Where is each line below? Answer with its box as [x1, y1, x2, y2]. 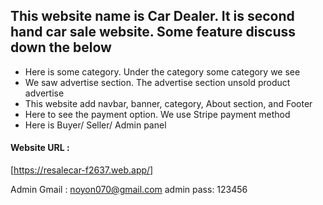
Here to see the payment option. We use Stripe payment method [24, 108, 291, 120]
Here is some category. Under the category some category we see [24, 65, 301, 78]
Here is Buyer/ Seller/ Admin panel [24, 119, 167, 131]
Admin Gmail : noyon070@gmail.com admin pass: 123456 [10, 184, 248, 196]
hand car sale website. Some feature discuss [10, 24, 297, 41]
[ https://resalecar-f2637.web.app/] [10, 164, 154, 176]
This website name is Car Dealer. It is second [10, 8, 295, 25]
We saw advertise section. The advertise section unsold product [24, 76, 291, 88]
